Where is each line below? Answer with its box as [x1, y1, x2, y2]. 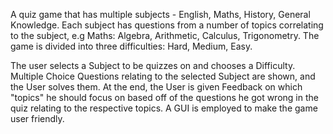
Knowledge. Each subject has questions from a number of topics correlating [10, 19, 324, 31]
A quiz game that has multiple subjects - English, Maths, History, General [10, 9, 311, 20]
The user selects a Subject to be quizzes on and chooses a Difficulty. [10, 60, 296, 71]
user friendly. [10, 113, 65, 124]
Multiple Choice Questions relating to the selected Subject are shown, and [10, 70, 316, 82]
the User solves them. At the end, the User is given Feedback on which [10, 81, 303, 93]
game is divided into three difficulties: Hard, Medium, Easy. [10, 40, 253, 52]
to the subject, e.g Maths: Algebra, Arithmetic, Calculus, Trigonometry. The [10, 30, 320, 41]
